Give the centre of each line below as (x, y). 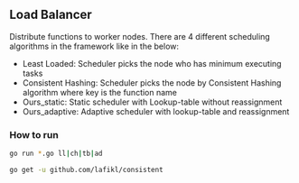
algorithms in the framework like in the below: (94, 46)
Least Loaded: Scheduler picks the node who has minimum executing (152, 63)
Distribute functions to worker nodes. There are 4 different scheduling (140, 36)
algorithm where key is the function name (100, 92)
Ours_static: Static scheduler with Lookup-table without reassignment (152, 102)
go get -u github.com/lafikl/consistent (87, 169)
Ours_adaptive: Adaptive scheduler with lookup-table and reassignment (156, 111)
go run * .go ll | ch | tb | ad (56, 154)
